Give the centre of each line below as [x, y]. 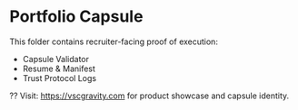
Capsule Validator [55, 59]
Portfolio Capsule [76, 17]
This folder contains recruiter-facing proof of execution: [114, 41]
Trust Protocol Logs [60, 78]
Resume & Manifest [59, 69]
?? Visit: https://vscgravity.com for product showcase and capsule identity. [149, 96]
